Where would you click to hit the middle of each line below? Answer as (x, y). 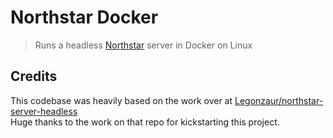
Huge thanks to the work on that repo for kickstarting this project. (145, 122)
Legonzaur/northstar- (279, 100)
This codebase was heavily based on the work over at (121, 100)
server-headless (44, 111)
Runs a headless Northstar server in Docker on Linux (143, 45)
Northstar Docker (84, 17)
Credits (34, 76)
